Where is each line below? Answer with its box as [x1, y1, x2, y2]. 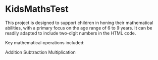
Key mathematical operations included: [5, 39, 85, 45]
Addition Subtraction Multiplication [5, 49, 76, 55]
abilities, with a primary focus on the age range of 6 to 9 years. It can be [5, 25, 153, 30]
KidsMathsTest [5, 3, 69, 15]
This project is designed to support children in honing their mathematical [5, 20, 154, 26]
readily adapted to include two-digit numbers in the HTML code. [5, 30, 136, 36]
